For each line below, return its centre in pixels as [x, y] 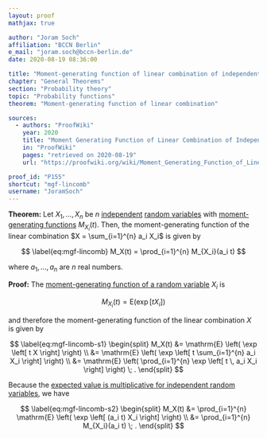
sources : [23, 118]
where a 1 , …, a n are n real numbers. [66, 268]
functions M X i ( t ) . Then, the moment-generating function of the [148, 226]
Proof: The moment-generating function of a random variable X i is [117, 285]
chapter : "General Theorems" [56, 81]
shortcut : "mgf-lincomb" [49, 184]
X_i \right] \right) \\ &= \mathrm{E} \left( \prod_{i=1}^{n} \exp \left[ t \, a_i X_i [133, 361]
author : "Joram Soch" [44, 37]
